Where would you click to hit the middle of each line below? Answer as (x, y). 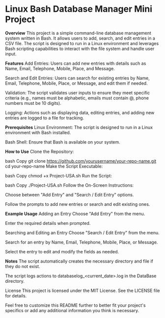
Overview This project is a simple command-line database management (78, 33)
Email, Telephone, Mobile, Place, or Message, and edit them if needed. (77, 83)
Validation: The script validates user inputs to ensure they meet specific (78, 93)
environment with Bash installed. (38, 132)
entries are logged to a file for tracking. (45, 118)
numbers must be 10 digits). (33, 103)
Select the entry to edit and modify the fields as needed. (62, 251)
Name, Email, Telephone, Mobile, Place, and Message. (60, 68)
